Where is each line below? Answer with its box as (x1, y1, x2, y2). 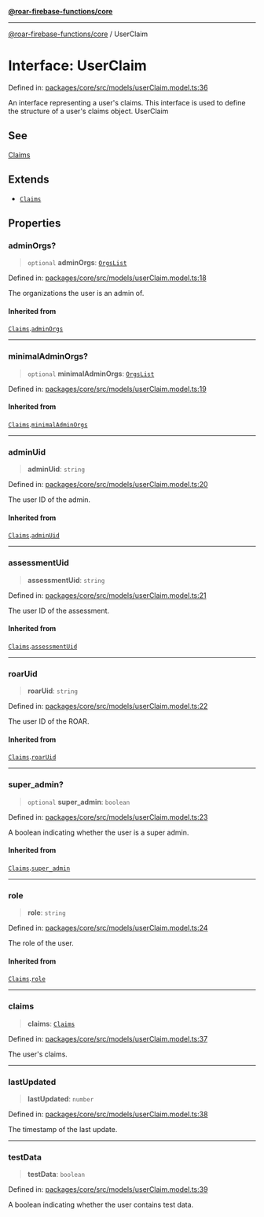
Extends (8, 173, 49, 186)
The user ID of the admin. (8, 495, 91, 504)
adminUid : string (27, 464, 85, 474)
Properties (8, 216, 61, 230)
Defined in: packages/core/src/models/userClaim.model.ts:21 (8, 590, 207, 600)
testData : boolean (27, 1170, 85, 1179)
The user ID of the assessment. (8, 606, 110, 615)
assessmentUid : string (27, 575, 105, 585)
